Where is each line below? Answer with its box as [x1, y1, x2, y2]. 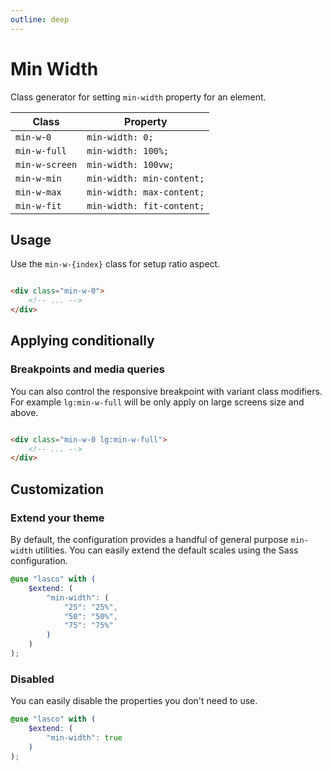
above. [10, 406, 39, 418]
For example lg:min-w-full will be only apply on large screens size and [10, 396, 305, 408]
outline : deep [10, 14, 70, 25]
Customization [10, 481, 105, 498]
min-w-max [15, 186, 62, 198]
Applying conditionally [10, 332, 155, 350]
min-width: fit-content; [86, 200, 205, 211]
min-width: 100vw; [86, 159, 175, 170]
